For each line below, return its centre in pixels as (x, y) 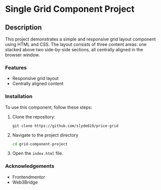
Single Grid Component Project (70, 9)
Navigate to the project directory (45, 135)
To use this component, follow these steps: (49, 107)
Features (16, 68)
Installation (19, 96)
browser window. (23, 55)
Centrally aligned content (38, 84)
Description (23, 27)
